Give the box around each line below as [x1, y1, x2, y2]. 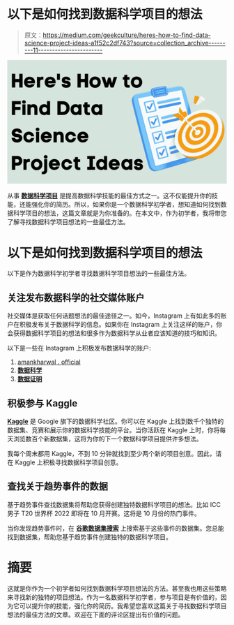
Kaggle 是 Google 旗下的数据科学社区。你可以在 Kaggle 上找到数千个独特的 [7, 417, 224, 425]
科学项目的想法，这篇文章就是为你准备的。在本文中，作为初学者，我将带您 [13, 209, 227, 217]
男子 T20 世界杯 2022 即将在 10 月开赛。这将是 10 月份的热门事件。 [7, 509, 201, 517]
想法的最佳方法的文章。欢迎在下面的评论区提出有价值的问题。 [7, 610, 185, 619]
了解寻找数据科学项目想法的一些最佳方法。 [7, 218, 130, 226]
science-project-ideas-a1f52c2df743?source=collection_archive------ [24, 38, 226, 47]
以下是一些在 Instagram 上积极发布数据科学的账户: [7, 344, 151, 353]
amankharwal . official [17, 358, 81, 367]
